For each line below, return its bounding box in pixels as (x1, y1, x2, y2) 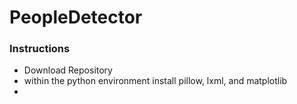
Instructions (9, 42, 71, 56)
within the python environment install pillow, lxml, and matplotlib (23, 75, 288, 87)
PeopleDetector (9, 6, 143, 29)
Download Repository (23, 64, 113, 76)
